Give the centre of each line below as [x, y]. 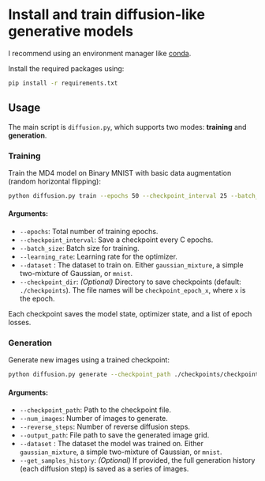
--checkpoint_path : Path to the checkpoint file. [95, 410]
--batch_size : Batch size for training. [79, 248]
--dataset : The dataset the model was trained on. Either [111, 444]
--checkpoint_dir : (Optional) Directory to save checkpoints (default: [131, 282]
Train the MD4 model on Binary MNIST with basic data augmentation [120, 172]
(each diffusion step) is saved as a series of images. [104, 469]
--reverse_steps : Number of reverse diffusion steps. [105, 427]
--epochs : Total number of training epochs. [89, 231]
